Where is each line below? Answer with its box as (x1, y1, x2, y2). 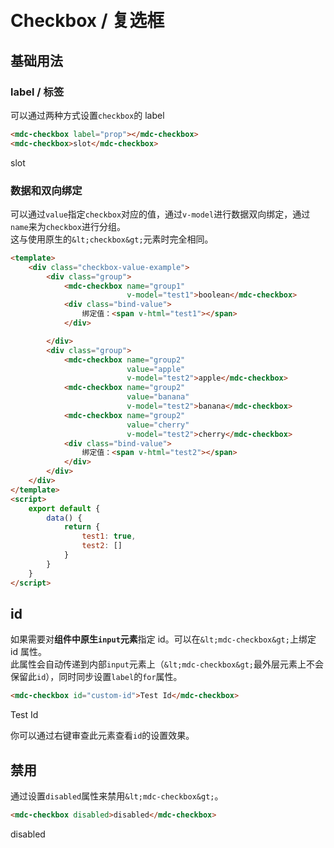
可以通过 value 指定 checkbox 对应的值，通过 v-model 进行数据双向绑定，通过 (10, 208, 311, 220)
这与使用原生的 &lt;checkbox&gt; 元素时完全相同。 (10, 233, 214, 245)
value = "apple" (126, 364, 186, 374)
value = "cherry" (126, 420, 190, 430)
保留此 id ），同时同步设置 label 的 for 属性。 (10, 671, 183, 683)
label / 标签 (10, 85, 65, 99)
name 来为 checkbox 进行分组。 (10, 220, 126, 232)
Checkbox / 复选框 (10, 10, 165, 32)
